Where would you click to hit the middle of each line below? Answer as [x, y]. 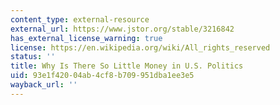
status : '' [33, 57]
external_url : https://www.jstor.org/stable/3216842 [122, 29]
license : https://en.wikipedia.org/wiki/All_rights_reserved [140, 47]
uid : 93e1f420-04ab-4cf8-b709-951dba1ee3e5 [102, 76]
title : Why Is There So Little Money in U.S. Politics [127, 66]
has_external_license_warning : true [86, 38]
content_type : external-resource [80, 19]
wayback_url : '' [44, 85]
